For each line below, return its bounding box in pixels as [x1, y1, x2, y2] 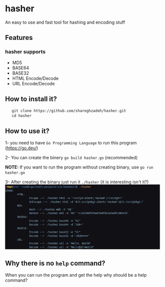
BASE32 [12, 70, 29, 76]
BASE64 [12, 65, 29, 71]
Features [5, 34, 33, 42]
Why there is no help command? [5, 259, 106, 267]
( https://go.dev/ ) [5, 145, 38, 151]
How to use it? [5, 127, 50, 135]
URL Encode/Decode [12, 80, 55, 86]
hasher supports [5, 48, 46, 55]
